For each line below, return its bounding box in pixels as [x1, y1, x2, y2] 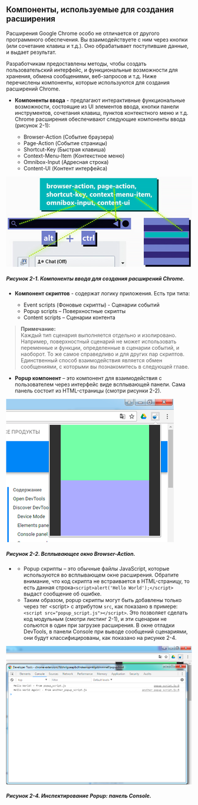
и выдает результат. [6, 49, 57, 56]
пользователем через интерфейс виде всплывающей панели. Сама [14, 381, 186, 388]
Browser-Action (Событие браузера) [23, 133, 114, 140]
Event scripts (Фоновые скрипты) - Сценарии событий [23, 301, 160, 308]
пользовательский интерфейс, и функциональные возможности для [6, 66, 178, 73]
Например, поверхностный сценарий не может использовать [20, 338, 177, 345]
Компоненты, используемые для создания [6, 5, 174, 15]
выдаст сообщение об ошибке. [23, 590, 102, 597]
